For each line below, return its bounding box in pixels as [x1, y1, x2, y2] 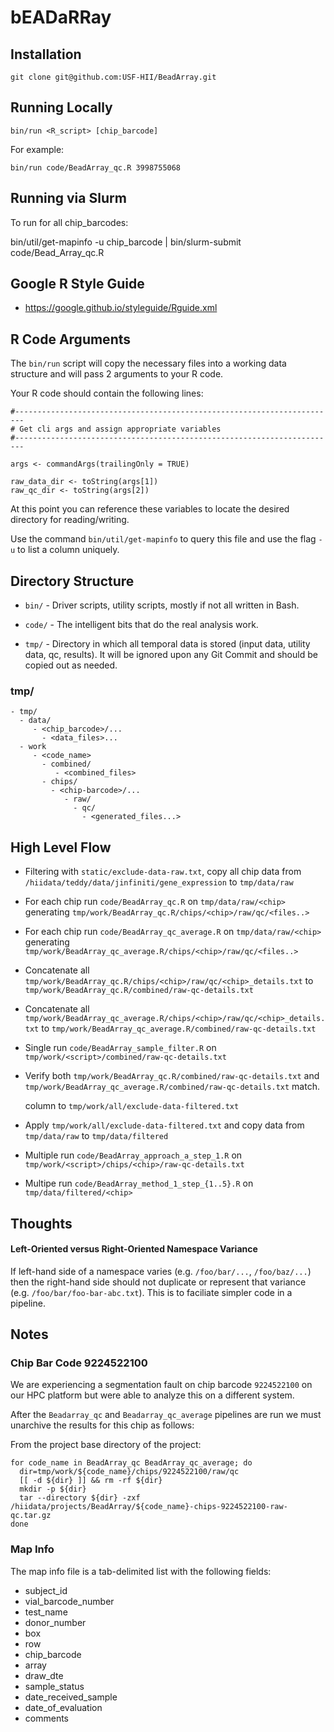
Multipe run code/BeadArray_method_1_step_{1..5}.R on [24, 1177, 254, 1190]
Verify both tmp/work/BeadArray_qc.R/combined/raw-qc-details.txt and [24, 1070, 320, 1082]
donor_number [24, 1616, 87, 1628]
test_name [24, 1606, 68, 1618]
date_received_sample [24, 1691, 118, 1703]
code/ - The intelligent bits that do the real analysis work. [24, 619, 259, 631]
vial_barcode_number [24, 1595, 115, 1607]
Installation [10, 46, 82, 63]
